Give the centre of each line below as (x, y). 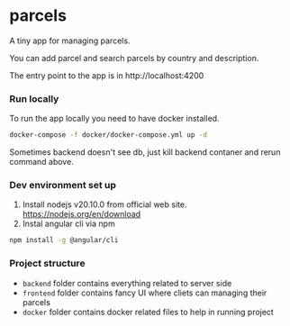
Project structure (47, 264)
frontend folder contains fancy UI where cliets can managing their (145, 293)
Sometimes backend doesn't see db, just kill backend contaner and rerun (145, 152)
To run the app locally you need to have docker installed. (114, 119)
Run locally (34, 98)
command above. (41, 162)
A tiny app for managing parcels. (70, 41)
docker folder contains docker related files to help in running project (148, 312)
